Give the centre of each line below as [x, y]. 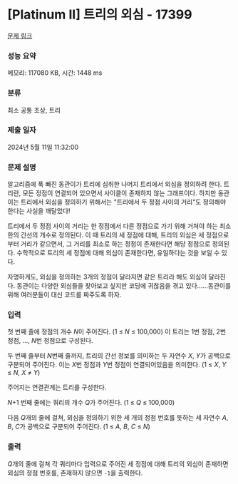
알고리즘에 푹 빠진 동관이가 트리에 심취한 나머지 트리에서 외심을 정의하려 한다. [115, 184]
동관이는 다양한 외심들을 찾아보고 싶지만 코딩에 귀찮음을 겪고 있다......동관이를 [124, 286]
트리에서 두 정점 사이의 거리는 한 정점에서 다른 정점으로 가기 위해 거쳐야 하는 [113, 226]
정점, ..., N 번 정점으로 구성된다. [51, 341]
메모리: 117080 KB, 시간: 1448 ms [55, 73]
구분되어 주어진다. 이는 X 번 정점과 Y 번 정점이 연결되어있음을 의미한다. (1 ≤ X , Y [117, 365]
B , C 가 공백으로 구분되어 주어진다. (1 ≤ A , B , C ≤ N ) [79, 427]
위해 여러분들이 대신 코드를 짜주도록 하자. [64, 295]
